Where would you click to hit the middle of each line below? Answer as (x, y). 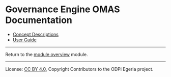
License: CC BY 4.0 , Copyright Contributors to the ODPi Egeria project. (79, 69)
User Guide (24, 40)
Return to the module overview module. (47, 54)
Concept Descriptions (35, 34)
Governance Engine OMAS (63, 9)
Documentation (39, 20)
